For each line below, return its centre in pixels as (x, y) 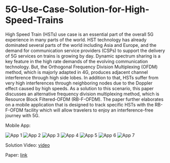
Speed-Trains (35, 20)
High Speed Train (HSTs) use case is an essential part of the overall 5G (79, 34)
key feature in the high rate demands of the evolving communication (77, 61)
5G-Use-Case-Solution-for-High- (77, 9)
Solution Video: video (28, 145)
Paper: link (16, 155)
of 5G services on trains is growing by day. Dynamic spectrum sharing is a (83, 56)
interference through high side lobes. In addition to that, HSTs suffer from (82, 77)
